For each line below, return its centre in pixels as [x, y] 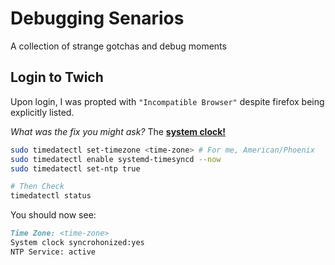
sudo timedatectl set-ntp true [75, 168]
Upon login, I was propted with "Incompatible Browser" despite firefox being [167, 101]
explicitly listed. [42, 112]
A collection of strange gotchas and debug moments [118, 46]
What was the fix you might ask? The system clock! [118, 131]
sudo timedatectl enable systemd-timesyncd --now [116, 159]
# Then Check [37, 187]
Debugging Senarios [97, 18]
